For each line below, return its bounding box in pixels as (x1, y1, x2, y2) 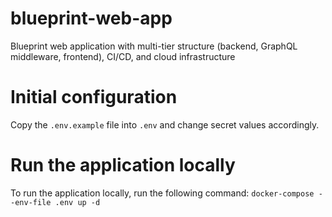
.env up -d (54, 197, 101, 207)
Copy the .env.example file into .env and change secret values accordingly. (10, 118, 320, 131)
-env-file (10, 197, 52, 207)
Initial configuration (10, 86, 178, 109)
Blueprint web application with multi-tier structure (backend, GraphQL (10, 40, 298, 52)
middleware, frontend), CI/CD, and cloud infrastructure (10, 50, 236, 62)
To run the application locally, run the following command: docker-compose (10, 187, 315, 199)
